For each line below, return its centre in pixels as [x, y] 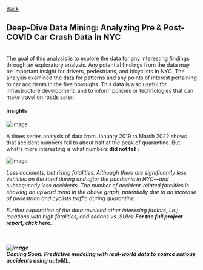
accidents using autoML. [38, 261]
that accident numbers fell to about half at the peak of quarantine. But [93, 143]
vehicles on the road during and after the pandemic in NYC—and [88, 179]
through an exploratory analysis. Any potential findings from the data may [98, 65]
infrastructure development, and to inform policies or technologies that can [100, 90]
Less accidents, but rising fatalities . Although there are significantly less [96, 173]
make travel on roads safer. [40, 97]
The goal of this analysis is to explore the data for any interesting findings [98, 58]
